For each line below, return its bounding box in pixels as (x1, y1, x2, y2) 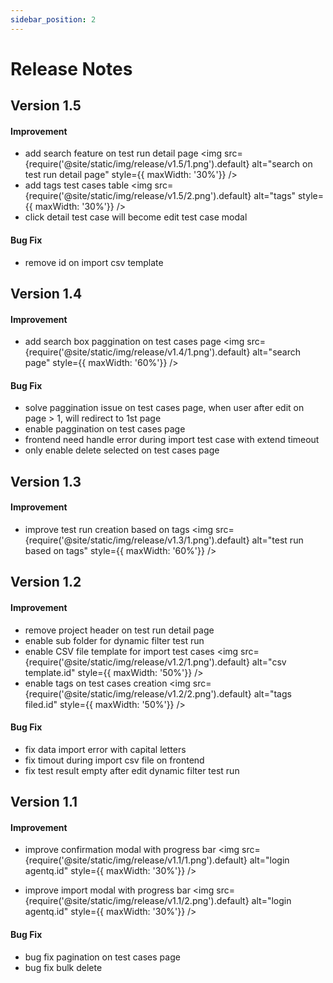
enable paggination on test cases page (24, 423, 186, 435)
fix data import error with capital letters (24, 743, 187, 755)
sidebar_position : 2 (10, 14, 97, 25)
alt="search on (251, 158, 313, 170)
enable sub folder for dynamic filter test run (24, 634, 205, 646)
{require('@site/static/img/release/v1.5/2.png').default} (24, 190, 252, 202)
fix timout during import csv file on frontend (24, 754, 205, 766)
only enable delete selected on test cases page (24, 444, 220, 456)
